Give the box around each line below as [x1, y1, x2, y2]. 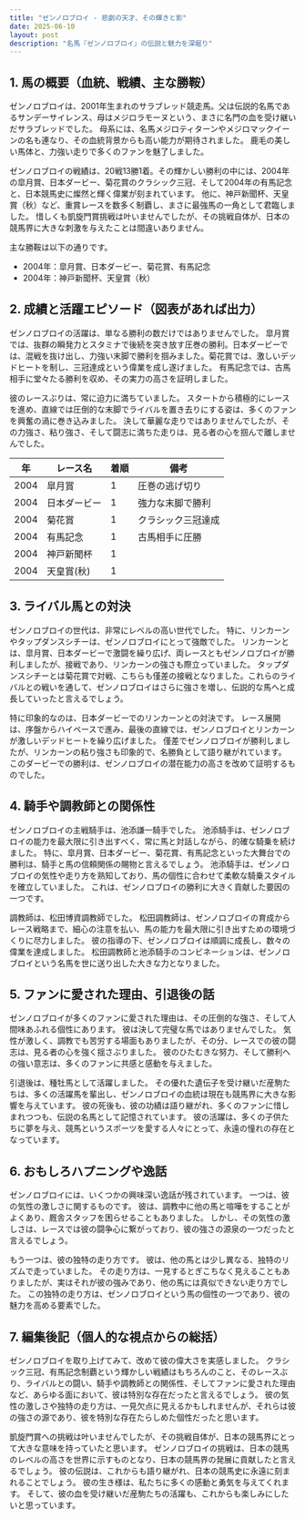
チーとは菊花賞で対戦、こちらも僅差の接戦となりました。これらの [33, 670, 280, 681]
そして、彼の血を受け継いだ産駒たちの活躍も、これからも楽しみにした [26, 1488, 290, 1499]
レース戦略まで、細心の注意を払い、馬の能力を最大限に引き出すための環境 [9, 923, 289, 934]
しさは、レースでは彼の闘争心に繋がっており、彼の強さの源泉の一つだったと [9, 1224, 296, 1235]
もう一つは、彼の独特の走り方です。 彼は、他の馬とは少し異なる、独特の [9, 1254, 282, 1266]
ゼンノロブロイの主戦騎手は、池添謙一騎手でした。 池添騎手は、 [9, 824, 251, 835]
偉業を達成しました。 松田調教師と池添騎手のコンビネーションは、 [9, 946, 259, 957]
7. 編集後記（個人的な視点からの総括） [9, 1329, 225, 1344]
